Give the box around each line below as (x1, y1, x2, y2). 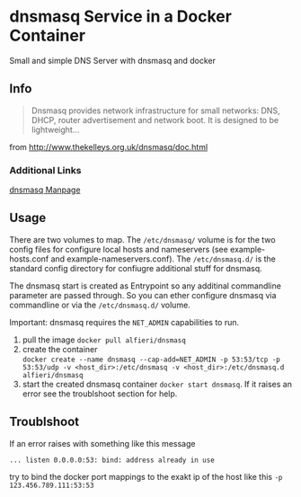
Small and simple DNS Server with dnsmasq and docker (9, 55, 217, 66)
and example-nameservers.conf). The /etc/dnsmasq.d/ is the (50, 253, 276, 264)
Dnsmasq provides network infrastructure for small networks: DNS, (31, 105, 280, 116)
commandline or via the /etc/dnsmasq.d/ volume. (9, 299, 190, 310)
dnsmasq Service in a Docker (9, 6, 232, 27)
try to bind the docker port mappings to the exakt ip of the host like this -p (9, 471, 283, 482)
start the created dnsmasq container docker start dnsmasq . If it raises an (22, 378, 292, 389)
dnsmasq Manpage (9, 184, 81, 195)
